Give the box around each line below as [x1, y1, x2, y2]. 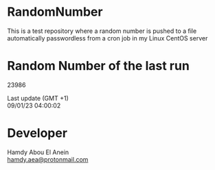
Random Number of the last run [7, 58, 190, 74]
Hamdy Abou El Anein [7, 148, 69, 156]
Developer [7, 125, 67, 141]
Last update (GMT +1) [7, 94, 69, 102]
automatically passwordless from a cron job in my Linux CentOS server [7, 34, 208, 42]
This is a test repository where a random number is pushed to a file [7, 27, 197, 35]
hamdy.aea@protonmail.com [7, 155, 89, 163]
